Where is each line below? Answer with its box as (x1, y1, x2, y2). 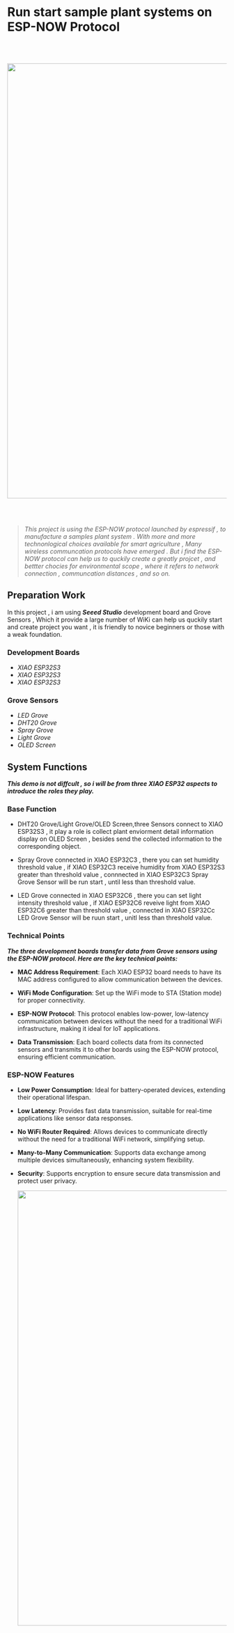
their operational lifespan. (17, 1094, 91, 1102)
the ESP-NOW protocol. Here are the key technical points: (7, 954, 178, 963)
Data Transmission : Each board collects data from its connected (17, 1038, 203, 1046)
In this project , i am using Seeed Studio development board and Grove (7, 608, 211, 616)
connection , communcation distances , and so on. (24, 569, 171, 578)
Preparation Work (7, 590, 86, 601)
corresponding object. (17, 842, 81, 851)
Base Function (7, 805, 57, 814)
